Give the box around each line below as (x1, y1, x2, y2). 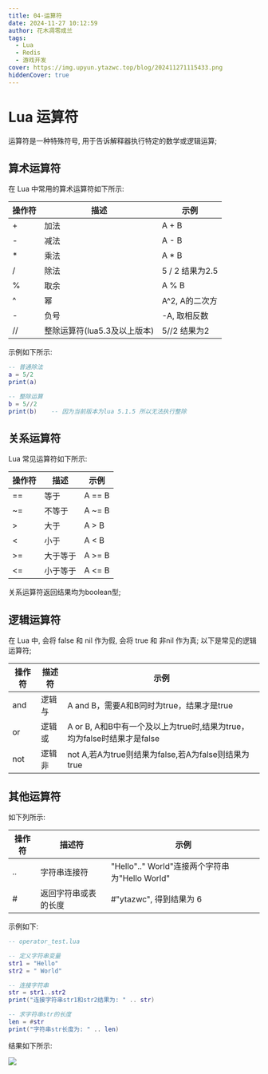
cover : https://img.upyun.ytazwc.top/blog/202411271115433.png (8, 64, 223, 72)
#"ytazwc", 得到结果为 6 (110, 894, 203, 905)
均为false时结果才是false (67, 733, 160, 744)
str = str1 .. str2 (8, 989, 66, 997)
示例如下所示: (8, 347, 53, 357)
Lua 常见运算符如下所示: (8, 454, 88, 464)
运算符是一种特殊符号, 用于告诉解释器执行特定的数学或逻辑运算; (8, 136, 218, 145)
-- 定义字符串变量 (8, 952, 61, 960)
